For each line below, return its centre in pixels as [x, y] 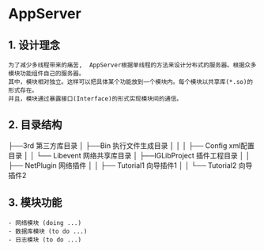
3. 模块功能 [35, 203]
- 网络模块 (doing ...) [45, 222]
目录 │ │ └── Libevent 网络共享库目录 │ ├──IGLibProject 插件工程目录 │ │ [129, 155]
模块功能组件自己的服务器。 [47, 74]
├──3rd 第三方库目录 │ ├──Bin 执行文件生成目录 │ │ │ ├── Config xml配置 [132, 145]
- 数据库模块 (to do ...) [48, 231]
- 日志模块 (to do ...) [45, 240]
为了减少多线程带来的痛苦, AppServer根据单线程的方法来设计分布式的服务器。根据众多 [132, 65]
